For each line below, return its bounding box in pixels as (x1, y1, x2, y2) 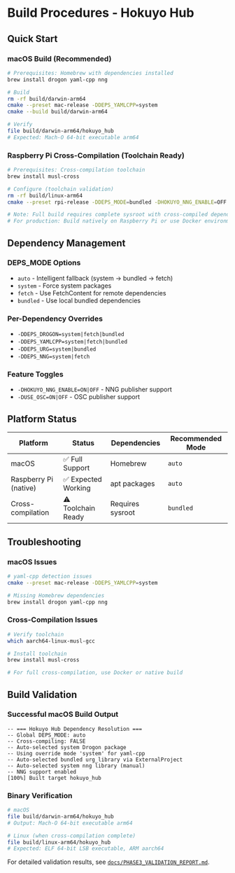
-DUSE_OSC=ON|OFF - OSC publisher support (17, 393, 141, 401)
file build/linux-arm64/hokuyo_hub (7, 839, 111, 846)
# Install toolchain (7, 650, 68, 657)
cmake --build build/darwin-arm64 (7, 109, 108, 116)
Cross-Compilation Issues (7, 615, 98, 624)
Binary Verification (7, 790, 73, 800)
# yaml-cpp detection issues (7, 573, 92, 580)
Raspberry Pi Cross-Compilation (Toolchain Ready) (7, 151, 185, 160)
